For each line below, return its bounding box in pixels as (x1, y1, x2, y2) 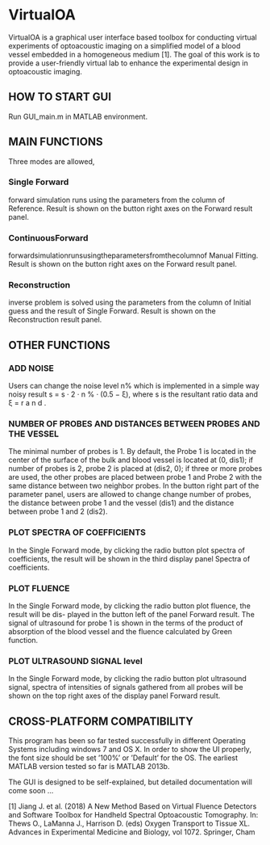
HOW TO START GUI (8, 90, 111, 104)
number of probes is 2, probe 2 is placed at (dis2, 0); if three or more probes (8, 464, 263, 473)
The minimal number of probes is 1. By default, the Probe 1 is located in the (8, 447, 256, 456)
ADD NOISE (8, 362, 55, 373)
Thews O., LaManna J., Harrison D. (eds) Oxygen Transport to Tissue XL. (8, 818, 251, 829)
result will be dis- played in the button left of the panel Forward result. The (8, 610, 255, 620)
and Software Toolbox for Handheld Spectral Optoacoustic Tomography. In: (8, 810, 259, 820)
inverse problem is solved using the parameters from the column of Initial (8, 297, 251, 308)
